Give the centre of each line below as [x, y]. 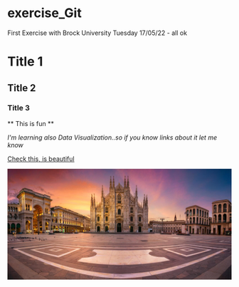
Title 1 [25, 62]
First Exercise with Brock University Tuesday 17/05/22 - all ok [97, 33]
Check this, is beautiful [41, 159]
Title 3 [18, 108]
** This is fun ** [31, 123]
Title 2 [22, 88]
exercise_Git [44, 13]
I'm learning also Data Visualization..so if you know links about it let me [112, 137]
